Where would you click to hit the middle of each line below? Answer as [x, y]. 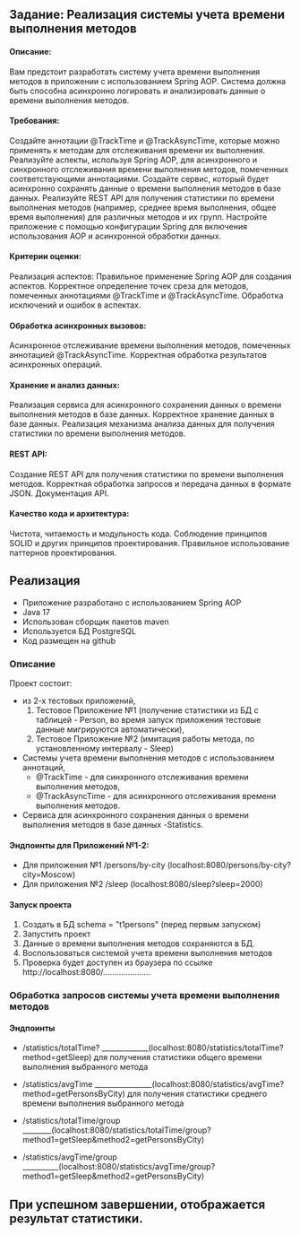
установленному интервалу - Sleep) [105, 748]
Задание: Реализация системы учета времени [147, 15]
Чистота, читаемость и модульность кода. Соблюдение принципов [138, 534]
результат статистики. [76, 1218]
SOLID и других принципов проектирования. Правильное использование [150, 543]
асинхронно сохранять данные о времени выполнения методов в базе [146, 188]
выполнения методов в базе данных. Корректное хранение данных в [142, 414]
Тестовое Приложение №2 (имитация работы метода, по [145, 738]
